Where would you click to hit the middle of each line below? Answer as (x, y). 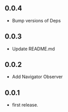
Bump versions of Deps (36, 20)
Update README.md (33, 49)
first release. (25, 105)
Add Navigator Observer (37, 77)
